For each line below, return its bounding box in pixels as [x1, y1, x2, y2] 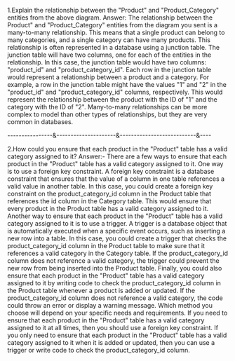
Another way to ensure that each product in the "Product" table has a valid [7, 212, 223, 220]
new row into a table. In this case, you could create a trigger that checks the [7, 234, 227, 243]
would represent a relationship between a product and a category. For [7, 73, 210, 81]
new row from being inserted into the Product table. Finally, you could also [7, 264, 222, 272]
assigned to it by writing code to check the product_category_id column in [7, 279, 221, 287]
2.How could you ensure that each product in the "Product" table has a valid [7, 145, 228, 153]
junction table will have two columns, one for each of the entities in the [7, 50, 212, 59]
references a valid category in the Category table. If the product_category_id [7, 249, 229, 257]
